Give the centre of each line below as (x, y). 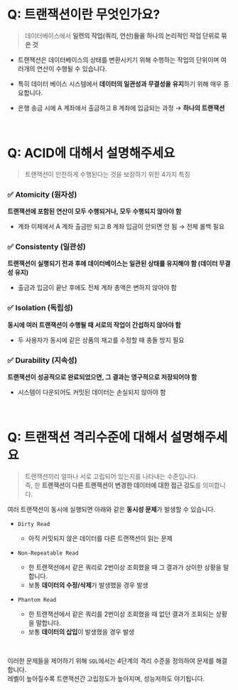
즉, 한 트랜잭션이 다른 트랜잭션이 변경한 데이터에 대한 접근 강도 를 (113, 485)
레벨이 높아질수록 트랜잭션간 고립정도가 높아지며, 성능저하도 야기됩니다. (106, 679)
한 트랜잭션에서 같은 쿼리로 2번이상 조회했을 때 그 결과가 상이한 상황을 (125, 567)
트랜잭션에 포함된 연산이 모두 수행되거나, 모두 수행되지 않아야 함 (94, 212)
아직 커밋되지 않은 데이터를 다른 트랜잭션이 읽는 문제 (100, 538)
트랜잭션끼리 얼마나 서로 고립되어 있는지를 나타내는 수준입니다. (111, 476)
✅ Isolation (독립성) (40, 308)
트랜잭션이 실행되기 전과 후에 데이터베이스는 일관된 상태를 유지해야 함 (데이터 (113, 264)
